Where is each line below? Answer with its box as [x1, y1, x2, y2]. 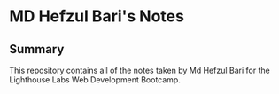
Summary [9, 42, 65, 57]
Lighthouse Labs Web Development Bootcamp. [9, 74, 182, 85]
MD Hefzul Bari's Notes [9, 6, 184, 27]
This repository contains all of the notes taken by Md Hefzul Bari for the [9, 65, 270, 75]
